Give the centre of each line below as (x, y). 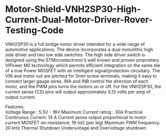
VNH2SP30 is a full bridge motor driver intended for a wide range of (75, 44)
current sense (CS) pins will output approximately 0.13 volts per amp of (78, 92)
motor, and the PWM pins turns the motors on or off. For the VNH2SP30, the (83, 86)
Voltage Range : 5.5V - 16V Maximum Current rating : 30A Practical (74, 112)
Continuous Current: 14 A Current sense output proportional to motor (76, 117)
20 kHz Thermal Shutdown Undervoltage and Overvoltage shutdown (76, 128)
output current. (21, 97)
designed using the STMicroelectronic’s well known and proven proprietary (82, 60)
